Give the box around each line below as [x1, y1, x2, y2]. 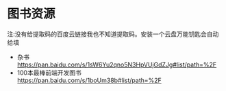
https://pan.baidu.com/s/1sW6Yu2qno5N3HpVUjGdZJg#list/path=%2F [16, 60, 217, 69]
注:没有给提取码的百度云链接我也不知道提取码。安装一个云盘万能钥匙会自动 [7, 30, 219, 38]
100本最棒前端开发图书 [16, 69, 82, 77]
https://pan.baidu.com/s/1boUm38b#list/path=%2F [16, 76, 162, 84]
